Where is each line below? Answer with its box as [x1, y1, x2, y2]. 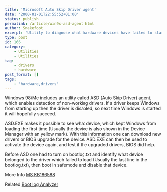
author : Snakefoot [5, 26, 43, 31]
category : [5, 44, 26, 49]
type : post [5, 35, 28, 40]
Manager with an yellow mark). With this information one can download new [5, 131, 161, 137]
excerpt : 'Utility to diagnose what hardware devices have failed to [5, 30, 153, 35]
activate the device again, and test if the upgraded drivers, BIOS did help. [5, 141, 156, 147]
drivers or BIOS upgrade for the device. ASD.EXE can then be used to [5, 136, 148, 142]
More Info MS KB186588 [5, 171, 56, 177]
